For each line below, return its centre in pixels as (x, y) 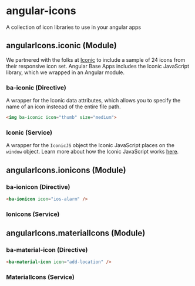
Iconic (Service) (29, 132)
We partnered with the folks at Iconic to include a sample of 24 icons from (96, 59)
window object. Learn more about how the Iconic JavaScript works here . (93, 152)
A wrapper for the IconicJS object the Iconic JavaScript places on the (90, 145)
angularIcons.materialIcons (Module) (76, 233)
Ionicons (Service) (33, 214)
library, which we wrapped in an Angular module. (65, 72)
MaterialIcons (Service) (41, 277)
